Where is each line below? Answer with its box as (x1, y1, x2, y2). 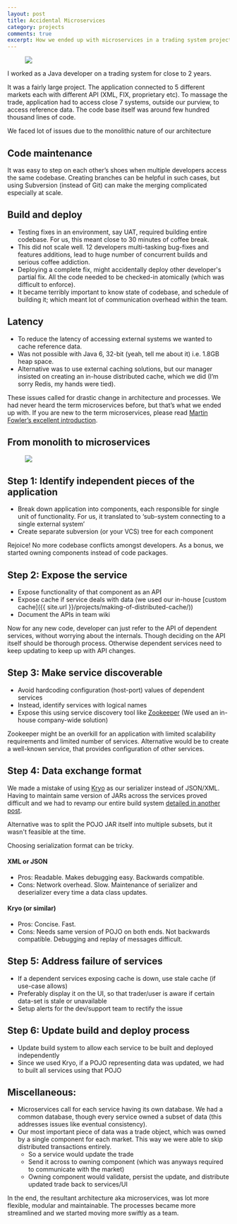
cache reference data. (17, 342, 83, 351)
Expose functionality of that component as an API (17, 588, 162, 596)
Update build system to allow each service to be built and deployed (17, 1043, 214, 1052)
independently (17, 1051, 60, 1059)
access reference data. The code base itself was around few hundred (7, 105, 210, 114)
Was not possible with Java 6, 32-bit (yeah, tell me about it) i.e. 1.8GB (17, 349, 220, 358)
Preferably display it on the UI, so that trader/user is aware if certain (17, 989, 215, 997)
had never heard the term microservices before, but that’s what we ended (7, 401, 221, 409)
